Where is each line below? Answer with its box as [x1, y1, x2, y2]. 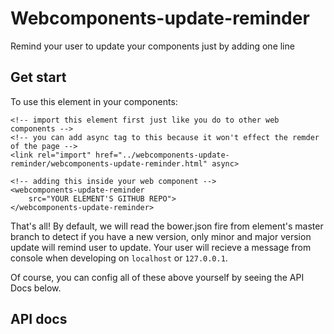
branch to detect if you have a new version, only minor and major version [10, 230, 312, 242]
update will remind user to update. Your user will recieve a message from [10, 241, 312, 253]
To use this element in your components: [10, 95, 178, 107]
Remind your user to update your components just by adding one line [10, 40, 295, 52]
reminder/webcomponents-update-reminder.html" [10, 158, 208, 169]
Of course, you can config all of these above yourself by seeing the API [10, 271, 305, 283]
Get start [10, 69, 67, 86]
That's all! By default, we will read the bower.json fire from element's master [10, 220, 324, 232]
